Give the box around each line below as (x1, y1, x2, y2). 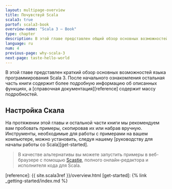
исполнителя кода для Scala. (17, 162, 81, 168)
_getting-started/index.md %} (5, 178, 68, 184)
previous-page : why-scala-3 (5, 50, 66, 55)
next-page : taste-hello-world (5, 55, 70, 61)
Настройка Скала (5, 106, 65, 115)
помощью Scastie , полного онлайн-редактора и (43, 157, 148, 163)
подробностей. (5, 91, 38, 98)
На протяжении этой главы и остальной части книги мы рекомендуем (5, 120, 160, 126)
